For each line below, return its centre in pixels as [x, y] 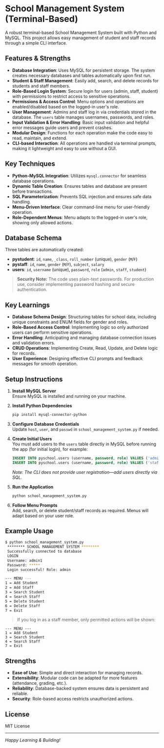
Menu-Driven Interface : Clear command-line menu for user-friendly [81, 207]
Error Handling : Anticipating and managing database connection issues [84, 338]
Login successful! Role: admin [39, 569]
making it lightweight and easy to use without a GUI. [64, 148]
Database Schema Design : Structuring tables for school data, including [84, 317]
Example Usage [29, 531]
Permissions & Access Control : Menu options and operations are [78, 102]
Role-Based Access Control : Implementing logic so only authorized [80, 327]
